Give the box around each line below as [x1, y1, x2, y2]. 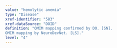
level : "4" [5, 35, 28, 40]
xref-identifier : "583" [5, 16, 55, 21]
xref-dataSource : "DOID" [5, 21, 57, 26]
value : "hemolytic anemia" [5, 7, 61, 12]
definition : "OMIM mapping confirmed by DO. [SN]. [5, 26, 113, 31]
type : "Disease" [5, 12, 39, 17]
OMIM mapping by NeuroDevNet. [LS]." [5, 30, 84, 35]
